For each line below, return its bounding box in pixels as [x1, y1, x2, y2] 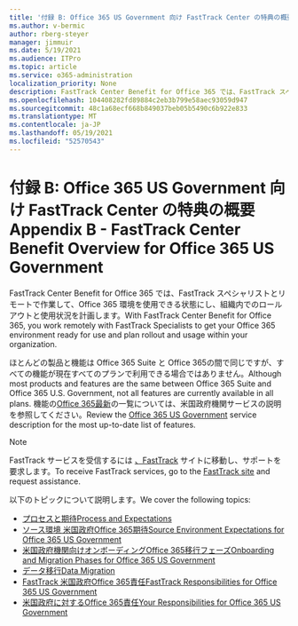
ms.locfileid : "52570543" [9, 137, 105, 146]
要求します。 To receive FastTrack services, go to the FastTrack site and [9, 465, 271, 476]
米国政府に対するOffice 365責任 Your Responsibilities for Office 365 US [21, 597, 281, 607]
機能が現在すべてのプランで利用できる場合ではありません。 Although [32, 368, 282, 378]
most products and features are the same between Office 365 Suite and [9, 378, 272, 389]
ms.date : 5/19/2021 [9, 46, 82, 55]
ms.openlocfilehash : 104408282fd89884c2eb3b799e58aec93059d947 [9, 95, 248, 105]
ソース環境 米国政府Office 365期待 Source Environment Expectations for [21, 524, 285, 535]
